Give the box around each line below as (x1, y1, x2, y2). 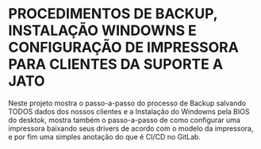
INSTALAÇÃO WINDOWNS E (8, 21, 197, 40)
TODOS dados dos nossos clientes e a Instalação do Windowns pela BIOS (8, 106, 250, 116)
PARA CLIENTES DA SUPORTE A (8, 55, 224, 74)
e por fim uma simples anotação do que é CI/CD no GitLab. (8, 132, 201, 141)
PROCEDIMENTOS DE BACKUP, (8, 5, 218, 23)
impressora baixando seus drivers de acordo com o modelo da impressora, (8, 124, 254, 133)
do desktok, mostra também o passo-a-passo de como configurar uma (8, 115, 240, 124)
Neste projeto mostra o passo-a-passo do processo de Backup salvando (8, 98, 247, 108)
